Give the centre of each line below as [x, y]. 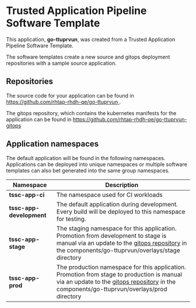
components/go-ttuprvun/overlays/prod [112, 289]
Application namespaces [52, 144]
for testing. [71, 219]
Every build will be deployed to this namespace [121, 212]
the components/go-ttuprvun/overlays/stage [118, 250]
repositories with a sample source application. [61, 63]
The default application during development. [117, 204]
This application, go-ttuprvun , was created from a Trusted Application [91, 39]
